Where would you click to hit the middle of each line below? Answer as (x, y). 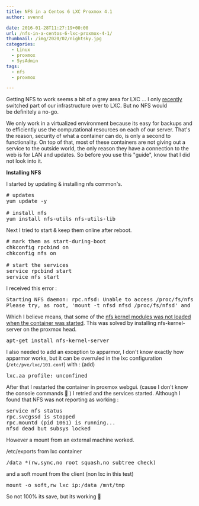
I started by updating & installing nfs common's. (64, 184)
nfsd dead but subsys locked (48, 429)
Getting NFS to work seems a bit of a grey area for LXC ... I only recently (94, 99)
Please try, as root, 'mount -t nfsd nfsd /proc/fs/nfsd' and (98, 306)
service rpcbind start (39, 271)
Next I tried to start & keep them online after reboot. (69, 230)
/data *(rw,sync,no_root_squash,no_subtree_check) (81, 463)
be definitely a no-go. (33, 112)
